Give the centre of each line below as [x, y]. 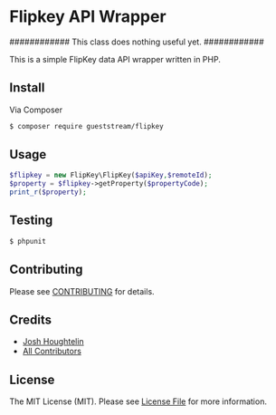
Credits [31, 319]
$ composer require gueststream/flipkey [87, 126]
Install [27, 88]
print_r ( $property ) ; [48, 192]
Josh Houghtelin [53, 342]
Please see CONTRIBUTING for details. [82, 291]
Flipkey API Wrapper [88, 17]
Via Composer [36, 110]
